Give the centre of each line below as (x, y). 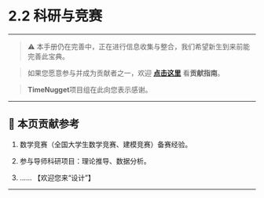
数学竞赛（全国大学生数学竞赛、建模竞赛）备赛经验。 (106, 144)
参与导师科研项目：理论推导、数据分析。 (85, 160)
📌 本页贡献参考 (44, 124)
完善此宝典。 (48, 56)
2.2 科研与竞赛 (55, 16)
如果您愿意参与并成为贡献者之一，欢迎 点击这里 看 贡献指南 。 (126, 73)
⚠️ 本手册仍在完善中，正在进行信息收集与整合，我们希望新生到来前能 (139, 46)
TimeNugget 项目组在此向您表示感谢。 (90, 89)
